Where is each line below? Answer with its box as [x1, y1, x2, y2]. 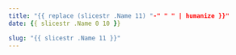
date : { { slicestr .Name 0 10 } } [8, 19, 121, 27]
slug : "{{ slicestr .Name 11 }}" [8, 34, 121, 42]
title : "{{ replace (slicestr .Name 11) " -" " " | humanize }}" [8, 11, 230, 20]
